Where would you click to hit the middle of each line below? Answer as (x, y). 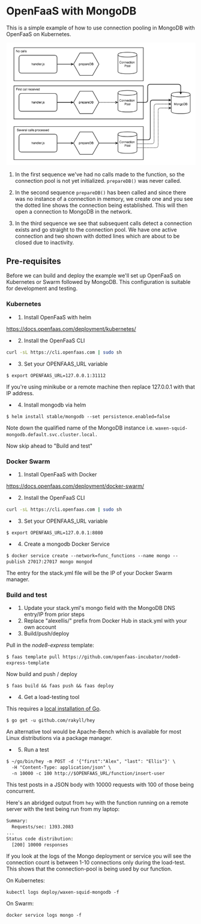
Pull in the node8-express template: (50, 645)
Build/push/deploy (46, 633)
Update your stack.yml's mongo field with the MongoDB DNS (99, 608)
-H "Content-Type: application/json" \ (61, 768)
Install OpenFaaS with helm (58, 317)
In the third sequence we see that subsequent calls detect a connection (103, 223)
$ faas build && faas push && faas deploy (60, 686)
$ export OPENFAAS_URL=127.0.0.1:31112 (56, 375)
